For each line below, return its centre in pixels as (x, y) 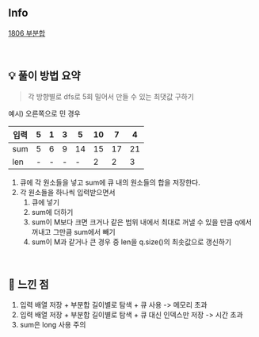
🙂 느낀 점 (29, 285)
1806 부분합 (27, 33)
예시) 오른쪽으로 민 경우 (44, 113)
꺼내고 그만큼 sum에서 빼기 (74, 232)
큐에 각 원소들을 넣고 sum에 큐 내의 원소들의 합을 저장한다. (110, 182)
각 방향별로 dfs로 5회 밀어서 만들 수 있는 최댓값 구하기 (110, 96)
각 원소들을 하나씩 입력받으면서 (67, 192)
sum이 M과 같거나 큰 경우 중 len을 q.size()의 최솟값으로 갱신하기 (131, 242)
